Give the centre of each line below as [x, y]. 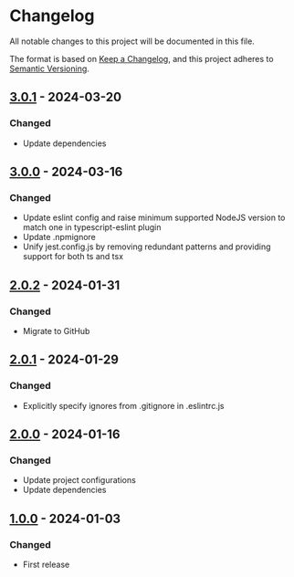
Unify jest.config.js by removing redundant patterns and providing [147, 247]
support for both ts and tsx [73, 257]
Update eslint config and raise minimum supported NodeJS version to [154, 218]
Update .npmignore [59, 237]
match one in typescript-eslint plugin [92, 227]
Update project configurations [79, 480]
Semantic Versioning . [49, 68]
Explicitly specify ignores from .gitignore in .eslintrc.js [123, 405]
